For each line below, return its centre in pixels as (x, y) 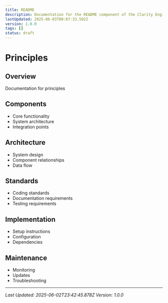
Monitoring (23, 270)
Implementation (30, 219)
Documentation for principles (35, 88)
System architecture (33, 121)
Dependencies (27, 242)
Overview (21, 76)
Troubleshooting (29, 280)
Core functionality (31, 116)
